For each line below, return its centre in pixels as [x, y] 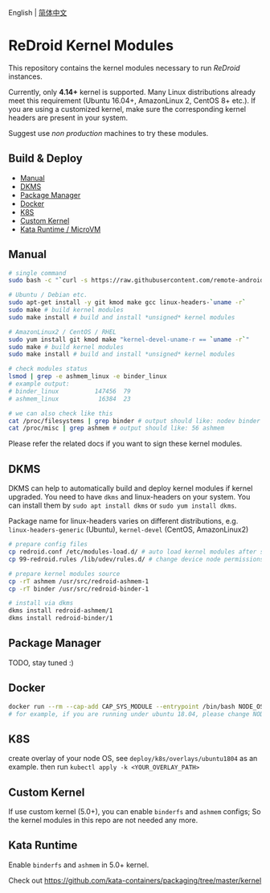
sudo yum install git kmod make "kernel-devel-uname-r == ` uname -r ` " [129, 340]
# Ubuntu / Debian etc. [48, 295]
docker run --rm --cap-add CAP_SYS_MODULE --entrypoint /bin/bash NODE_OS [136, 706]
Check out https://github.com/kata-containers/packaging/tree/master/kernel [135, 880]
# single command [37, 273]
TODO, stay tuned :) [41, 662]
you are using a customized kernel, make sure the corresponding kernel [127, 109]
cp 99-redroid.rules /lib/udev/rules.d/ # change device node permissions [136, 559]
